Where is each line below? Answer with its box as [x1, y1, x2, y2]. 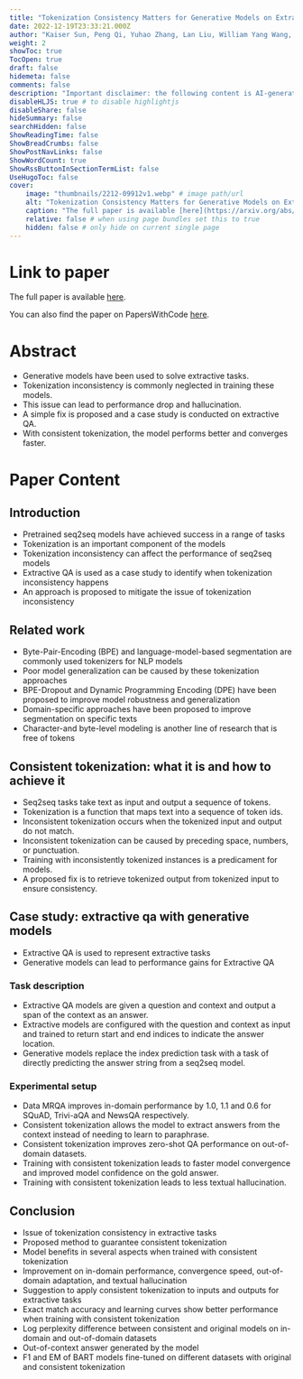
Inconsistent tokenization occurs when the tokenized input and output [22, 816, 282, 827]
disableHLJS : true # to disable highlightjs [9, 97, 179, 106]
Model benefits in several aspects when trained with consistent [22, 1246, 258, 1257]
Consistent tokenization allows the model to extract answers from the [22, 1120, 280, 1131]
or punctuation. [22, 845, 79, 856]
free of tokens [22, 733, 75, 744]
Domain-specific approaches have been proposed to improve [22, 704, 252, 715]
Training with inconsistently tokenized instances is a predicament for [22, 855, 278, 865]
